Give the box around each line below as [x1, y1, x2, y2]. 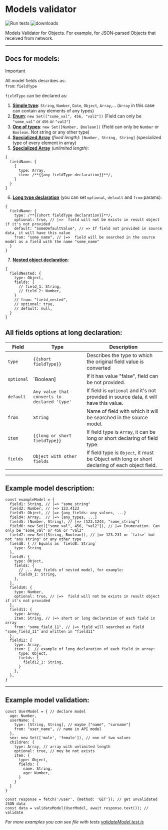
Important [5, 68, 25, 74]
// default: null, [14, 306, 52, 311]
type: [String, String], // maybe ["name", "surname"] [14, 722, 131, 728]
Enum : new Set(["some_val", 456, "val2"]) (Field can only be [12, 113, 141, 119]
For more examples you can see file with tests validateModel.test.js [5, 819, 144, 825]
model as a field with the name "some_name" [5, 239, 99, 244]
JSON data [5, 801, 26, 806]
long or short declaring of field [86, 434, 158, 441]
